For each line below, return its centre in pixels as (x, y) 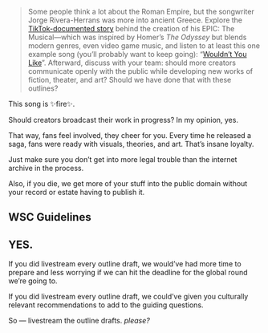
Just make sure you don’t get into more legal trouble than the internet (123, 159)
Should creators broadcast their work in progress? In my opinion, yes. (124, 120)
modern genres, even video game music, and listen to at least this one (144, 46)
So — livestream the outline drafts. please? (79, 321)
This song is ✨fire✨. (42, 104)
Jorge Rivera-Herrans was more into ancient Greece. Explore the (135, 20)
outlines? (43, 88)
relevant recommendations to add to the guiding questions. (106, 305)
